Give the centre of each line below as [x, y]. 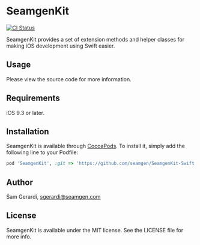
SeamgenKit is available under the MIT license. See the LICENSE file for [95, 230]
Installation [28, 132]
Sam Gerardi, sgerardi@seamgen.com [53, 197]
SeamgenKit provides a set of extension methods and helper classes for [95, 39]
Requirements [33, 98]
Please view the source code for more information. [69, 79]
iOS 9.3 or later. [26, 113]
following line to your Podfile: [42, 152]
